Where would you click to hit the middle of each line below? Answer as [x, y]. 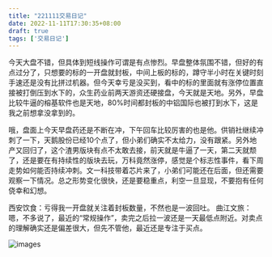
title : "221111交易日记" [48, 16]
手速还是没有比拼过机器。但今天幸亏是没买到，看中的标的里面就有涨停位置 [132, 82]
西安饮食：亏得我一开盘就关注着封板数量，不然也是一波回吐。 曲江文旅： [130, 208]
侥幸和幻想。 [30, 191]
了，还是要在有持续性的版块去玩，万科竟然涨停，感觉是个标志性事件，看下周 [136, 160]
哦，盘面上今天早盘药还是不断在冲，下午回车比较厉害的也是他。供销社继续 [132, 130]
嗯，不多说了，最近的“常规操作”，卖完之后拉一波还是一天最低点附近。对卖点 [136, 218]
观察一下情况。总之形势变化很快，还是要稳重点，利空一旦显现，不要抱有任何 [136, 181]
